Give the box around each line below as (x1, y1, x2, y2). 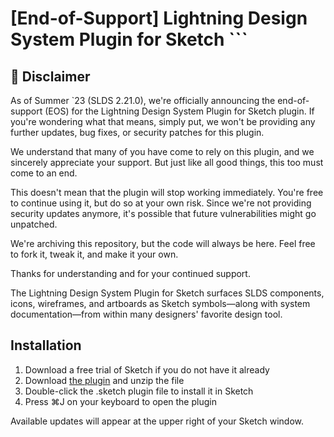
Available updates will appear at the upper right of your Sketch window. (10, 415, 304, 427)
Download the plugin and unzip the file (24, 374, 185, 386)
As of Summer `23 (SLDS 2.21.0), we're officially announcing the (10, 95, 276, 106)
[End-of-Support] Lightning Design (10, 7, 308, 30)
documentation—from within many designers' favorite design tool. (10, 308, 283, 320)
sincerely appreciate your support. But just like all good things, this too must (10, 157, 324, 168)
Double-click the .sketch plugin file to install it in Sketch (24, 385, 254, 397)
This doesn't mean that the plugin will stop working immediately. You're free (10, 187, 324, 198)
